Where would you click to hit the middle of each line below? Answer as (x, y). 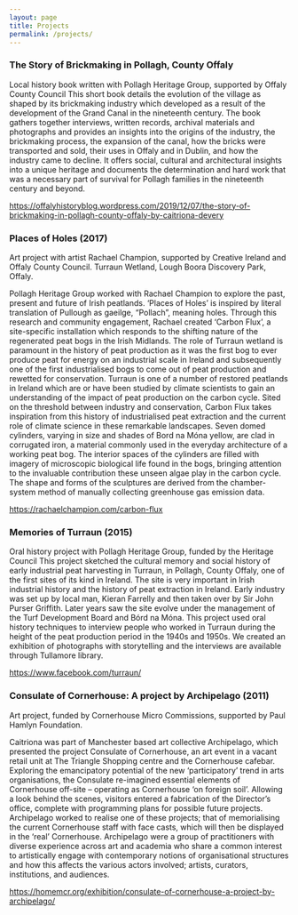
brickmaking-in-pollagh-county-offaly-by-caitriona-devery (117, 215)
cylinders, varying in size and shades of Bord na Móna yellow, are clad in (142, 435)
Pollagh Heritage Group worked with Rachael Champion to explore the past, (147, 293)
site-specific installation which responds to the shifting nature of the (134, 331)
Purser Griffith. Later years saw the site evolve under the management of (142, 608)
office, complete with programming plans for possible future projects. (136, 808)
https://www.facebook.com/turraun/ (75, 673)
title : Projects (39, 26)
